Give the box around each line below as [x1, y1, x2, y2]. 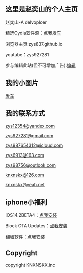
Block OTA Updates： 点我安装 [5, 223, 68, 229]
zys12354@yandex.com [5, 123, 55, 129]
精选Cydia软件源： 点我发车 [5, 30, 61, 36]
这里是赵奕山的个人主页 [5, 5, 78, 14]
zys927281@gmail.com [5, 133, 54, 139]
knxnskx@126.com [5, 172, 44, 178]
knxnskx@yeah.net [5, 182, 45, 188]
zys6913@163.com [5, 152, 44, 159]
